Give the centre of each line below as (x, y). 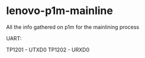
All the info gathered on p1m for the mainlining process (73, 27)
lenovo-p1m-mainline (60, 11)
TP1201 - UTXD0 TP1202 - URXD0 (48, 50)
